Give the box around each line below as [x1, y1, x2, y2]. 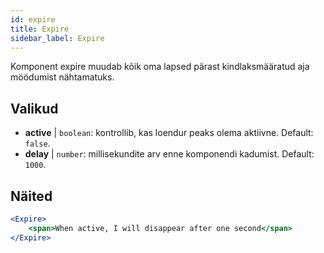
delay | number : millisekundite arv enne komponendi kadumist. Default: [24, 148, 315, 160]
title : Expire [10, 24, 70, 34]
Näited [10, 187, 53, 205]
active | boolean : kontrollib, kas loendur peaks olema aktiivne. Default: [24, 127, 314, 139]
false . [24, 137, 51, 150]
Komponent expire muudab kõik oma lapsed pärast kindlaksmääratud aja [10, 61, 310, 73]
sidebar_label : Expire [10, 33, 105, 43]
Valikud [10, 100, 59, 117]
